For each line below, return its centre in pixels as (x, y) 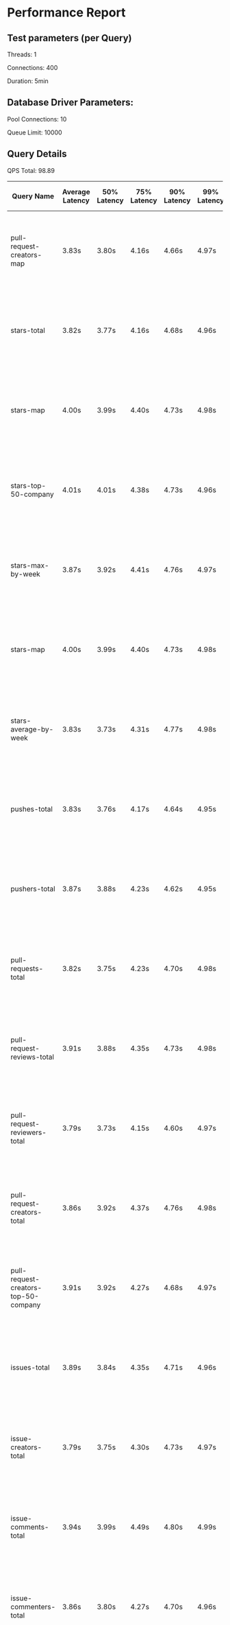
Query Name (33, 196)
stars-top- (28, 485)
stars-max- (30, 565)
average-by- (32, 729)
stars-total (28, 330)
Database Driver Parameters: (70, 103)
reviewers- (28, 1132)
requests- (27, 968)
